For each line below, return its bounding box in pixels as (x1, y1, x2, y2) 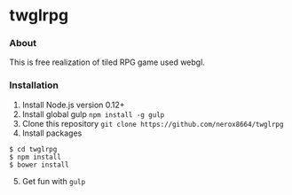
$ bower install (9, 160, 69, 169)
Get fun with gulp (21, 175, 86, 186)
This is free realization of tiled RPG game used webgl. (9, 57, 206, 67)
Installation (9, 79, 59, 91)
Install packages (21, 128, 83, 138)
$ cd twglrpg (9, 144, 58, 153)
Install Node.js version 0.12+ (21, 99, 126, 110)
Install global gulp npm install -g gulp (21, 108, 165, 120)
